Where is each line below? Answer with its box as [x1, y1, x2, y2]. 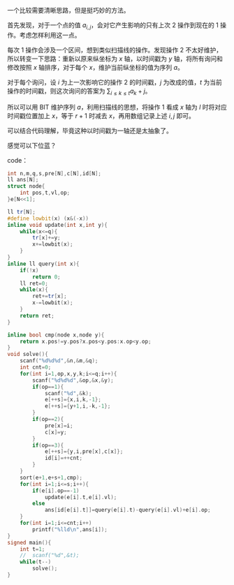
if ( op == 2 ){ [32, 416, 64, 423]
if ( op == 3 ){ [32, 442, 64, 449]
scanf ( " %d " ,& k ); [44, 390, 92, 397]
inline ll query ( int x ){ [7, 260, 80, 267]
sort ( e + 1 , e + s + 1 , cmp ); [20, 474, 82, 481]
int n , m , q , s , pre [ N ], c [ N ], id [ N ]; [7, 170, 102, 177]
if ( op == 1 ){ [32, 383, 64, 390]
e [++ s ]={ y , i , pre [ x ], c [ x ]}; [44, 448, 124, 455]
